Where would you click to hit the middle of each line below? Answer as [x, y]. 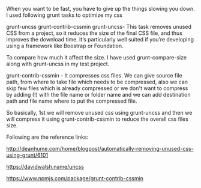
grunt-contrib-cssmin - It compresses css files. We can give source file [94, 75]
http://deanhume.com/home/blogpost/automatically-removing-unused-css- [100, 149]
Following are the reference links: [47, 137]
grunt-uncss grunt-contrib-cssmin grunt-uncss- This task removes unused [99, 27]
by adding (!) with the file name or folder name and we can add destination [98, 95]
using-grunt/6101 [27, 155]
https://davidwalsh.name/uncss [45, 167]
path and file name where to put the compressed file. [72, 101]
